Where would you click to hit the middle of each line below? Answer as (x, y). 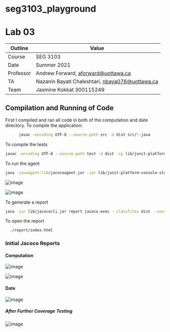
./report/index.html (31, 230)
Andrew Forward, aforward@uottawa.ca (83, 73)
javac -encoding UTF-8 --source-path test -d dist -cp (64, 154)
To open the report (25, 221)
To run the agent (23, 163)
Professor (19, 73)
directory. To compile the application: (44, 125)
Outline (19, 48)
